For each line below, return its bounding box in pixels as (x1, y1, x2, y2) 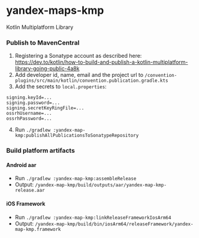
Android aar (6, 161, 37, 168)
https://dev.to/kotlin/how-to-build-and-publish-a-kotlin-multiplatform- (14, 58, 188, 66)
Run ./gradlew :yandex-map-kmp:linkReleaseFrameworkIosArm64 (14, 213, 171, 221)
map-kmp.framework (14, 226, 61, 232)
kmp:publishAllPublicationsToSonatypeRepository (14, 133, 139, 139)
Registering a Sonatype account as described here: (14, 52, 142, 59)
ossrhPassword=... (6, 115, 52, 122)
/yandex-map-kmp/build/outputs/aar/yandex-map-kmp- (35, 182, 167, 188)
